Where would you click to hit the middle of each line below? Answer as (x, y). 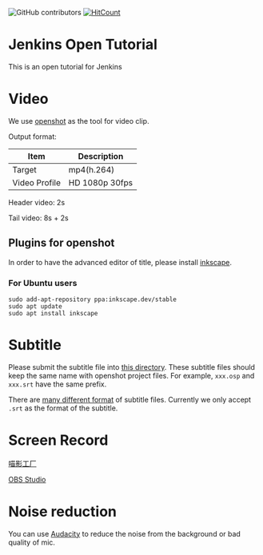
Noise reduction (63, 512)
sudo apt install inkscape (53, 313)
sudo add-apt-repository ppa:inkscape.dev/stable (93, 299)
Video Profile (37, 182)
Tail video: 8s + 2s (39, 218)
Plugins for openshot (62, 243)
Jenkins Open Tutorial (83, 45)
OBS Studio (27, 479)
